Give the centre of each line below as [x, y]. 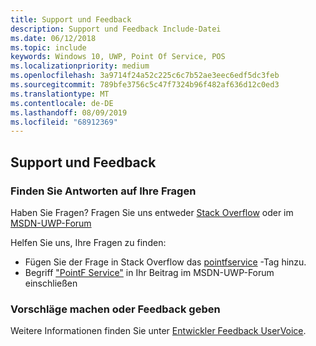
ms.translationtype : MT [60, 94]
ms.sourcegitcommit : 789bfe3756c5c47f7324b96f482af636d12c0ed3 [145, 85]
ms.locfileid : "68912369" [64, 122]
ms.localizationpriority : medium [80, 66]
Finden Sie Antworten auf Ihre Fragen [103, 191]
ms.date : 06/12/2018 [53, 38]
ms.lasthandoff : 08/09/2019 [69, 112]
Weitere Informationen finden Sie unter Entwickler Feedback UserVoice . [158, 331]
